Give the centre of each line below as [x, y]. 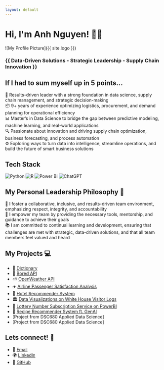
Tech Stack [23, 164]
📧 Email [20, 349]
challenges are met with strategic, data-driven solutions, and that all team [80, 232]
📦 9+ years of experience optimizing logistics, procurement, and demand [80, 106]
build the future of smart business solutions [49, 149]
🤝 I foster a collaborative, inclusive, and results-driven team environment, [80, 204]
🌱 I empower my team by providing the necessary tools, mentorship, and [79, 214]
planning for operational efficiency [40, 113]
